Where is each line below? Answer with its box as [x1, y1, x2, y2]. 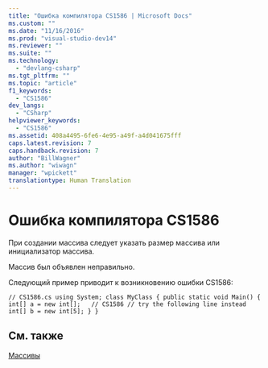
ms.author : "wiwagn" [8, 162, 78, 170]
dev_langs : [8, 101, 45, 110]
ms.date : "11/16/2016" [8, 27, 85, 35]
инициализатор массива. [8, 246, 95, 256]
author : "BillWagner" [8, 154, 81, 162]
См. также [8, 329, 64, 343]
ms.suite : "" [8, 49, 52, 57]
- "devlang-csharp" [15, 64, 81, 72]
